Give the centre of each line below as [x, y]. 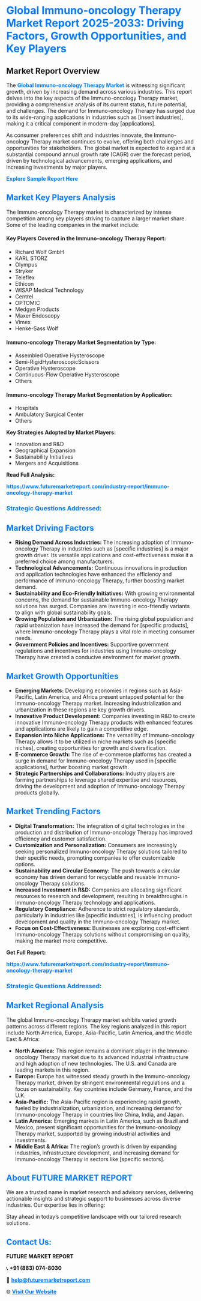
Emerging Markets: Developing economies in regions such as [91, 690]
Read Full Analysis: [31, 475]
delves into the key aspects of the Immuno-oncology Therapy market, [92, 98]
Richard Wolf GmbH [39, 252]
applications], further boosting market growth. [72, 767]
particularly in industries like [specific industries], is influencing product [103, 915]
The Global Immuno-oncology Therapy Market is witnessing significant [96, 85]
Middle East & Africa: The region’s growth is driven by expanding [96, 1146]
